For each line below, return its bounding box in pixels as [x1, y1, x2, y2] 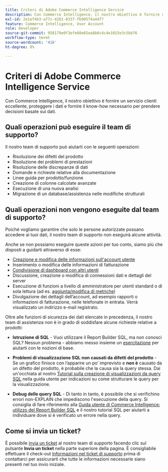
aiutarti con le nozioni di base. [12, 345, 74, 351]
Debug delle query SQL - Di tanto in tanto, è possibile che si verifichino [12, 391, 160, 397]
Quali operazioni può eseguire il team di [5, 123, 131, 131]
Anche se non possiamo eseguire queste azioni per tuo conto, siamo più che [5, 241, 163, 248]
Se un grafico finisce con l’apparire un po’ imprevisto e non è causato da [12, 360, 162, 366]
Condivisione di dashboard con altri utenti [12, 267, 99, 273]
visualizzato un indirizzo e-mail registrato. [12, 304, 99, 310]
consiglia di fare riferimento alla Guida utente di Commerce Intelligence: [12, 401, 160, 408]
